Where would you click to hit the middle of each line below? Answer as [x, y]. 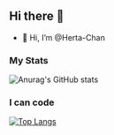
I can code [32, 102]
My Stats [29, 60]
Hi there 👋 [37, 16]
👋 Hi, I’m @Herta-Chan [64, 37]
